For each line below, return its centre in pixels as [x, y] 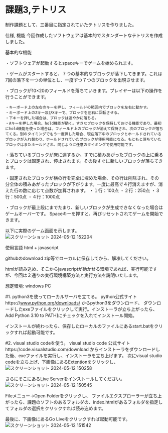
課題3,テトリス [36, 10]
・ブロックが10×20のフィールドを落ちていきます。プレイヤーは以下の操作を [84, 90]
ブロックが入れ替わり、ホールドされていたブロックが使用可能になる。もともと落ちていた [83, 139]
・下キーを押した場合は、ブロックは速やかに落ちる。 [52, 118]
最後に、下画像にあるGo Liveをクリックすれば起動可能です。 [68, 419]
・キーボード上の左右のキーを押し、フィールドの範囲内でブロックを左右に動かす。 [78, 107]
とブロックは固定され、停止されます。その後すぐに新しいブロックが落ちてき [84, 161]
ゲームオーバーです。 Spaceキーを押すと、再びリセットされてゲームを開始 [82, 213]
